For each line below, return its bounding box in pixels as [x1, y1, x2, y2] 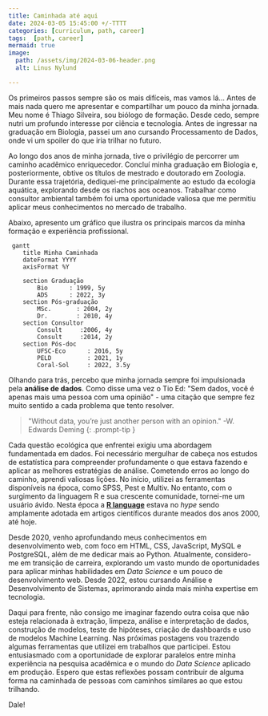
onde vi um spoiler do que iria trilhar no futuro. [8, 136, 162, 145]
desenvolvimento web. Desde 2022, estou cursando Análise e [8, 575, 213, 585]
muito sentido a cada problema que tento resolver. [8, 400, 174, 410]
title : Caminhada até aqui [8, 11, 98, 20]
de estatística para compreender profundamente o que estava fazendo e [8, 457, 248, 467]
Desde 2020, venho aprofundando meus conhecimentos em [8, 532, 207, 542]
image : [8, 49, 30, 57]
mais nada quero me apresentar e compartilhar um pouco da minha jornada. [8, 101, 260, 111]
